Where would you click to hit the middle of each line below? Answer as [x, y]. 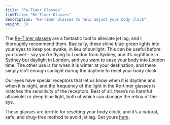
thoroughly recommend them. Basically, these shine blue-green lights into [82, 44]
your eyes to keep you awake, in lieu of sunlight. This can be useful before [83, 49]
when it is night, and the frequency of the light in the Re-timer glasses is [80, 86]
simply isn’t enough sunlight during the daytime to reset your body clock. [82, 71]
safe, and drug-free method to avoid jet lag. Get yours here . [68, 117]
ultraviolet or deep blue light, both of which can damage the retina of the [81, 97]
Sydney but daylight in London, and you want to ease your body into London [85, 60]
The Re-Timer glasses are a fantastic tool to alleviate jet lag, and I [74, 38]
